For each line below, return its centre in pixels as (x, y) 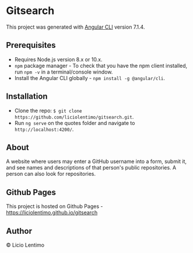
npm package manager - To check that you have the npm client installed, (101, 65)
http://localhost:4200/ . (44, 129)
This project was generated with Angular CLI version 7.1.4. (76, 27)
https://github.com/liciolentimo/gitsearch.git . (74, 117)
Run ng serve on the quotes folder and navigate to (75, 123)
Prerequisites (31, 45)
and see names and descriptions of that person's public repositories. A (91, 168)
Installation (27, 97)
